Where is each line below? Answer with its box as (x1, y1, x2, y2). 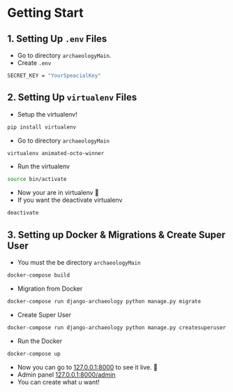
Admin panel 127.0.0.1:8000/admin (17, 370, 116, 379)
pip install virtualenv (7, 124, 77, 131)
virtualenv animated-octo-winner (7, 150, 105, 157)
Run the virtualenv (17, 162, 70, 170)
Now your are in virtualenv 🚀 (17, 189, 100, 197)
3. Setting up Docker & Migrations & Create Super (7, 228, 226, 240)
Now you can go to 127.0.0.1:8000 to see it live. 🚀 (17, 363, 158, 371)
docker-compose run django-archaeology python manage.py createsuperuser (7, 324, 227, 331)
